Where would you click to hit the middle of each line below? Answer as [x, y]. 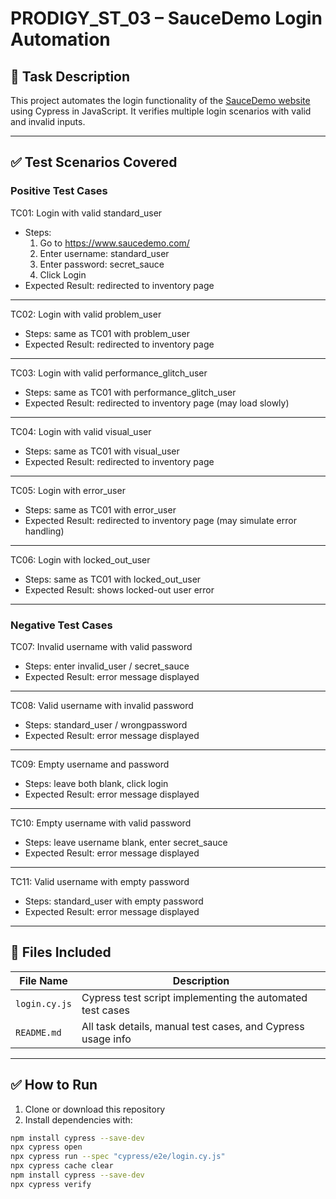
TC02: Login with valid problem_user [86, 314]
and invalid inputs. [48, 121]
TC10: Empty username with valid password [101, 823]
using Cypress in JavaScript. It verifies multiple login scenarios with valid [161, 111]
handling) [44, 531]
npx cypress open [46, 1147]
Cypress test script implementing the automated [194, 997]
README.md [38, 1032]
